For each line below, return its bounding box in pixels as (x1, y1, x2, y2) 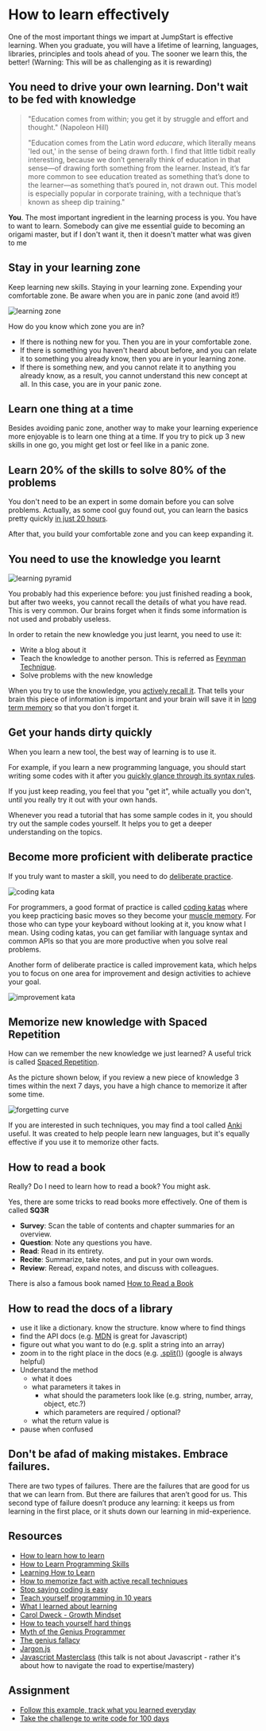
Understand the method (19, 1366, 98, 1375)
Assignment (8, 1684, 70, 1698)
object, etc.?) (43, 1399, 87, 1409)
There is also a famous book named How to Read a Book (8, 1279, 194, 1288)
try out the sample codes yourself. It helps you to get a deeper (8, 819, 213, 828)
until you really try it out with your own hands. (8, 795, 158, 804)
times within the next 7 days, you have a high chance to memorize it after (8, 1081, 248, 1091)
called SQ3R (8, 1205, 49, 1215)
